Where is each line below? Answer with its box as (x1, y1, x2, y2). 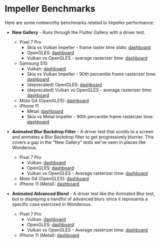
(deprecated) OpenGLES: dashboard (26, 81, 102, 88)
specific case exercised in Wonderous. (11, 201, 92, 207)
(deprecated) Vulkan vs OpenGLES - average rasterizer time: (26, 87, 152, 93)
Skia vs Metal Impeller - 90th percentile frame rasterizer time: (26, 113, 154, 119)
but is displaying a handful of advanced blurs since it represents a (11, 196, 148, 202)
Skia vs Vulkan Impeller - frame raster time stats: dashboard (26, 44, 151, 50)
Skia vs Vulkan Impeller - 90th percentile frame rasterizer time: (26, 71, 156, 77)
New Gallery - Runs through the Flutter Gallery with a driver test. (11, 29, 145, 35)
